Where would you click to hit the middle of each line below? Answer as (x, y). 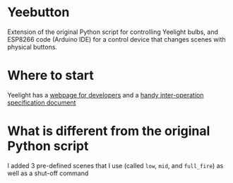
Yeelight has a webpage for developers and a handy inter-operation (106, 95)
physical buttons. (32, 47)
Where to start (50, 76)
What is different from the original (109, 131)
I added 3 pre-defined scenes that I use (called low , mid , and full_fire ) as (115, 165)
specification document (42, 102)
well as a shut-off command (48, 173)
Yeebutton (38, 12)
